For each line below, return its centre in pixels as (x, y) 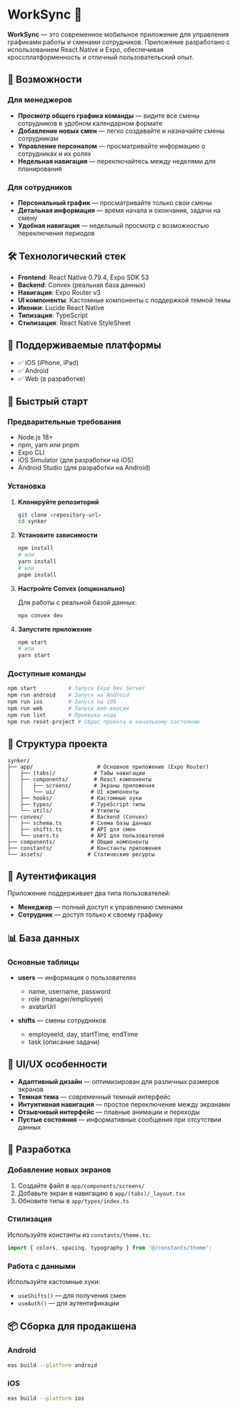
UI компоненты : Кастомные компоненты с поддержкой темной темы (124, 300)
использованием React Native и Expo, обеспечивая (86, 49)
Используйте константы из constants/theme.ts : (79, 1235)
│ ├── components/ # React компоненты (80, 779)
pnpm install (37, 574)
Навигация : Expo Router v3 (59, 292)
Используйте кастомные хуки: (54, 1281)
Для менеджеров (40, 100)
